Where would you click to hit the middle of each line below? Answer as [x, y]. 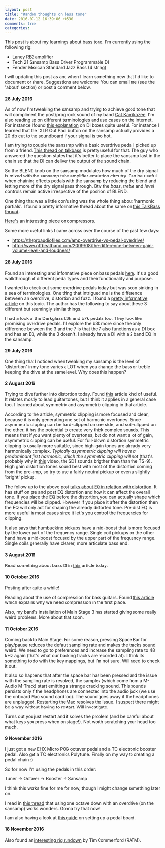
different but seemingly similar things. [43, 309]
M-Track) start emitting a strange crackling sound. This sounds [82, 686]
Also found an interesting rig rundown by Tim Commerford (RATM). [73, 840]
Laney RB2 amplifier [33, 57]
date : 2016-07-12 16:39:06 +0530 [39, 19]
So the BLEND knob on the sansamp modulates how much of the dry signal [81, 171]
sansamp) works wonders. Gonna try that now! [53, 808]
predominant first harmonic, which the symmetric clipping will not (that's [79, 456]
